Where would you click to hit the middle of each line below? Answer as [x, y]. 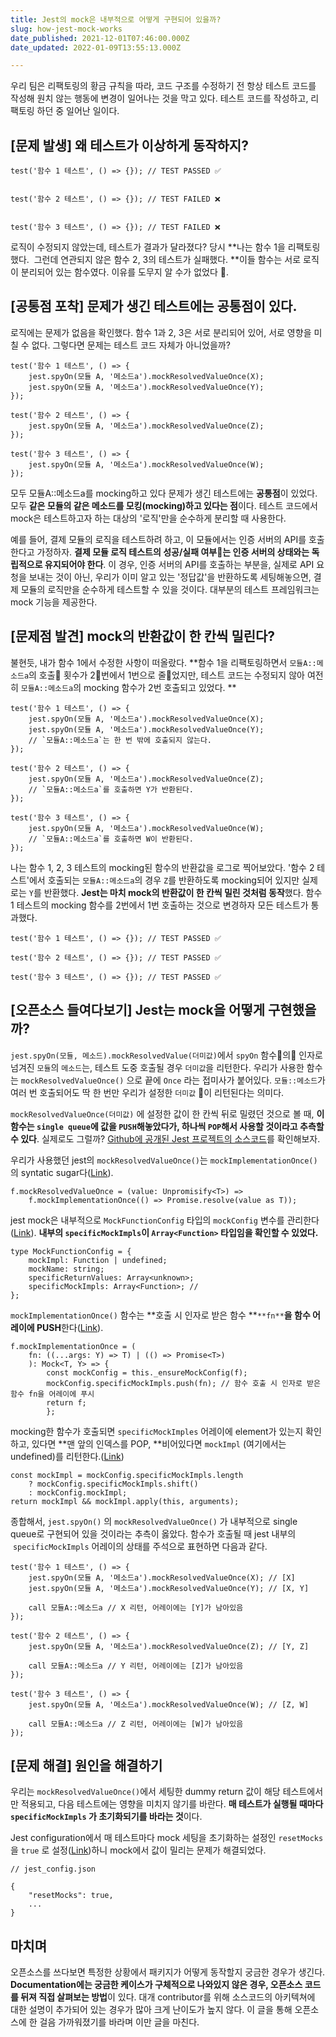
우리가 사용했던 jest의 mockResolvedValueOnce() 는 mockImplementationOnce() [164, 1160]
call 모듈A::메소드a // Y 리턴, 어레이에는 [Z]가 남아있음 [136, 1666]
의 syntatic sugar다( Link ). [62, 1172]
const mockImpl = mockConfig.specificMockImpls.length [127, 1475]
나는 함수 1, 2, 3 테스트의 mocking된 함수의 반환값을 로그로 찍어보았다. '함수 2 [162, 867]
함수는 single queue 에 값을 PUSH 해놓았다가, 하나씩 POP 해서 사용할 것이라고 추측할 [167, 1126]
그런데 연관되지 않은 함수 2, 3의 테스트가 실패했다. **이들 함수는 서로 [167, 260]
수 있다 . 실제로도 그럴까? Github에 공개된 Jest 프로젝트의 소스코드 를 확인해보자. [165, 1138]
